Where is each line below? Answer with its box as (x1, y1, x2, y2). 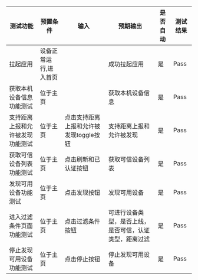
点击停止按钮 (64, 255, 100, 263)
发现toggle (64, 131, 94, 139)
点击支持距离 (64, 113, 100, 121)
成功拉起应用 (108, 60, 144, 68)
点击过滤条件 (64, 217, 100, 225)
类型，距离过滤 (108, 235, 150, 243)
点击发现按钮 (64, 188, 100, 197)
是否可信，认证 (108, 226, 150, 234)
